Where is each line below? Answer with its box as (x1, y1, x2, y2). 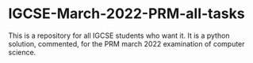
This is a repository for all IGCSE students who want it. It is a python (8, 31, 230, 40)
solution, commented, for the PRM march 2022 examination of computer (8, 39, 245, 48)
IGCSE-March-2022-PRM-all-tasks (8, 5, 245, 23)
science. (8, 47, 36, 57)
